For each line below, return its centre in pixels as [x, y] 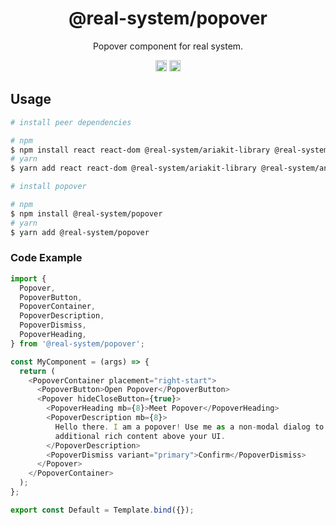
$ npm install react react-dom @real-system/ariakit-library [140, 150]
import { [28, 278]
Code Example [46, 258]
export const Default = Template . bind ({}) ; [102, 510]
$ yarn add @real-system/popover [80, 232]
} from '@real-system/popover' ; [77, 343]
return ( [37, 371]
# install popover [48, 187]
